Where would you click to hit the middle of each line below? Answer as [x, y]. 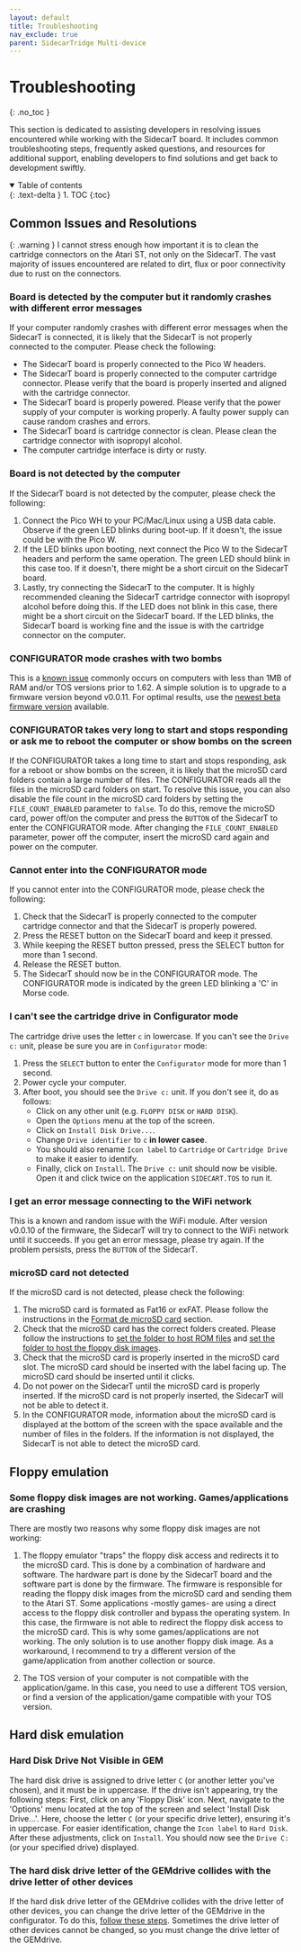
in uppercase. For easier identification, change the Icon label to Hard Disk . [149, 1828]
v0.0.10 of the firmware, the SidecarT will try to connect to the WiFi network [149, 1230]
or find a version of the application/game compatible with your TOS [147, 1697]
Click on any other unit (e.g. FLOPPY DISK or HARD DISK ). [137, 1111]
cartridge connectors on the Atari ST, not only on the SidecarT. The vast [143, 254]
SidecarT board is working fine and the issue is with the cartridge [143, 625]
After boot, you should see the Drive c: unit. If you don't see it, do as [150, 1092]
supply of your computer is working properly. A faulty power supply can [155, 412]
